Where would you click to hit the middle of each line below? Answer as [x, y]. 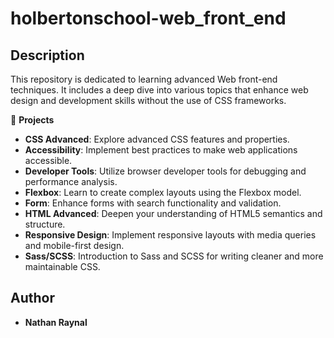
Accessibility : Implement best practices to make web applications [161, 150]
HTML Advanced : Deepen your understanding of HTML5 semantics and [173, 213]
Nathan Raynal [56, 322]
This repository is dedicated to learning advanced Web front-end [144, 79]
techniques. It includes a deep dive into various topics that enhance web [159, 90]
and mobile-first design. [74, 245]
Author [32, 298]
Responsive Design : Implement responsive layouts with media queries [170, 235]
